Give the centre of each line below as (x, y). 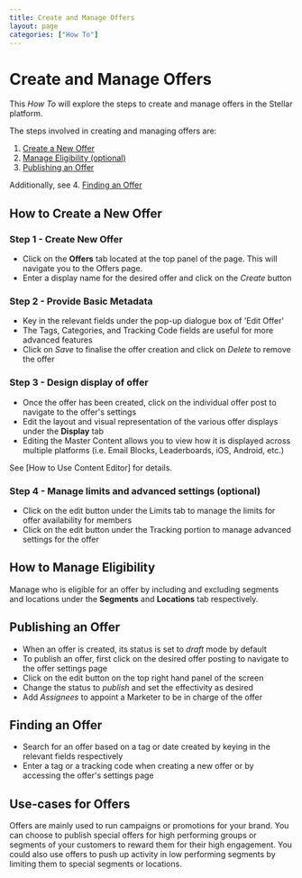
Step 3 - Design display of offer (79, 382)
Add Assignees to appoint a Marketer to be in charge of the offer (142, 697)
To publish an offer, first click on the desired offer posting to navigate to (156, 658)
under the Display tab (63, 431)
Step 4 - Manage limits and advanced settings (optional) (135, 490)
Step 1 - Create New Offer (66, 239)
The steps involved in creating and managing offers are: (113, 131)
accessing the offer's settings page (88, 775)
